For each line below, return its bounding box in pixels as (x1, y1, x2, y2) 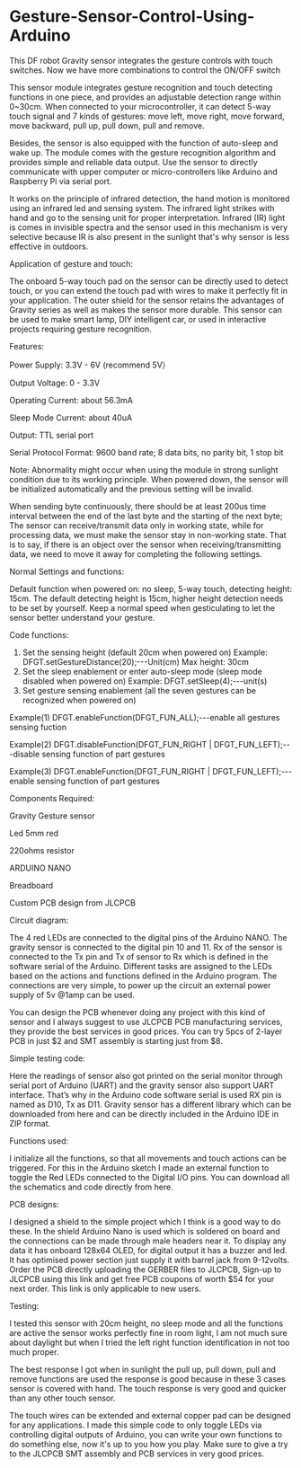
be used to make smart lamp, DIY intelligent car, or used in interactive (9, 314, 267, 324)
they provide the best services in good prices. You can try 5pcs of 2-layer (9, 1026, 283, 1037)
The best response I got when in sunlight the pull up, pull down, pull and (9, 1364, 276, 1375)
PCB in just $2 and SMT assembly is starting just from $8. (9, 1035, 223, 1046)
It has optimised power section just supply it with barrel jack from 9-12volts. (9, 1254, 290, 1265)
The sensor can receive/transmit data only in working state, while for (9, 519, 264, 531)
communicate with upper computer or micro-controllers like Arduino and (9, 166, 278, 177)
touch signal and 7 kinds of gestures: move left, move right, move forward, (9, 111, 285, 121)
